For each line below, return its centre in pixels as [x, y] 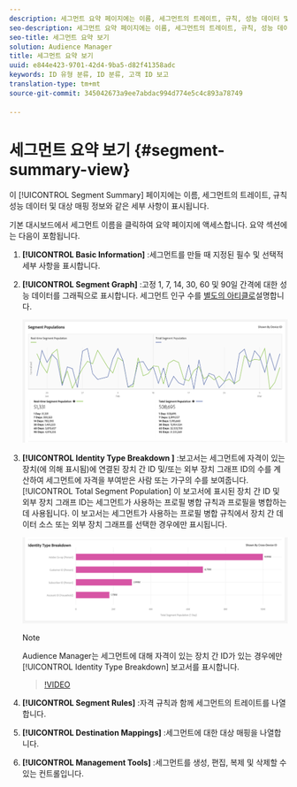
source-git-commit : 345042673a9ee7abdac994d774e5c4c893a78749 [126, 93]
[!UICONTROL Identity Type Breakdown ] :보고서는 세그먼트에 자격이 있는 [153, 458]
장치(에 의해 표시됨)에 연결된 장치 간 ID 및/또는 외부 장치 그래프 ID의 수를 [147, 470]
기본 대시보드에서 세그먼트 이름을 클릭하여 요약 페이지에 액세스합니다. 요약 [137, 225]
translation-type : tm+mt [55, 84]
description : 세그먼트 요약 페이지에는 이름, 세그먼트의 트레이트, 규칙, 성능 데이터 [145, 19]
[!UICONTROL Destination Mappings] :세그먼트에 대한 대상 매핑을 [140, 733]
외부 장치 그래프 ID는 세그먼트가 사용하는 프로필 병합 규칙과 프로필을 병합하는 [154, 502]
